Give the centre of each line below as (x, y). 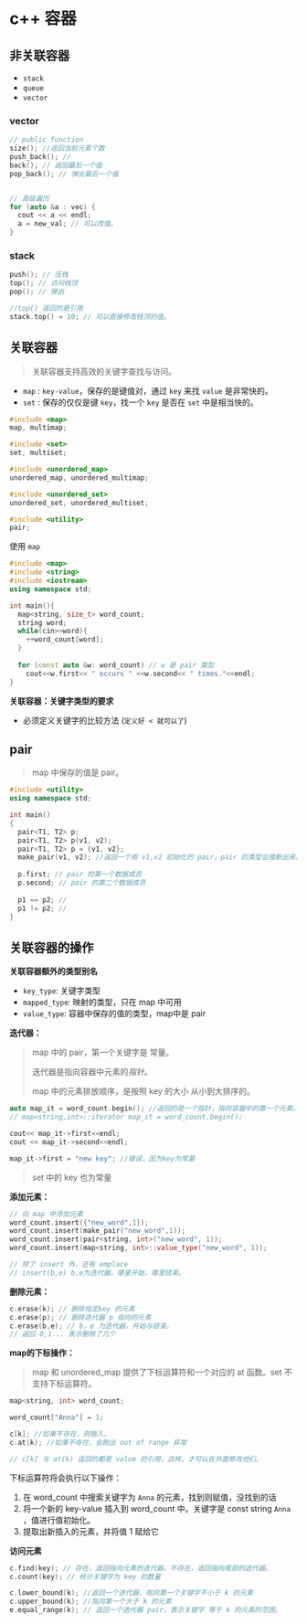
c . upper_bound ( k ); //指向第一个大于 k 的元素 (90, 1602)
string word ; (42, 622)
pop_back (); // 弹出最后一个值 (64, 174)
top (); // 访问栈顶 (44, 283)
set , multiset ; (38, 453)
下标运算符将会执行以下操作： (65, 1478)
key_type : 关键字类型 (62, 991)
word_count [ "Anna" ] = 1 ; (57, 1417)
